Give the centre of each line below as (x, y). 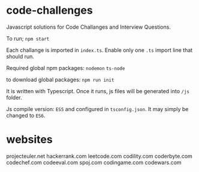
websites (29, 139)
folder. (14, 97)
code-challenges (49, 10)
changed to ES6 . (26, 115)
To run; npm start (28, 38)
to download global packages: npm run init (60, 79)
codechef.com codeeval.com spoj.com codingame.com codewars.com (94, 162)
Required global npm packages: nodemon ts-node (66, 68)
